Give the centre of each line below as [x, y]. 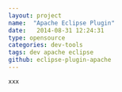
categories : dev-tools [46, 45]
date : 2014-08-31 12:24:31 [56, 30]
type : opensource [37, 38]
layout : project [35, 15]
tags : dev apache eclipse [51, 52]
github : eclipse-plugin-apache [60, 60]
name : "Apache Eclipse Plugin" [61, 23]
